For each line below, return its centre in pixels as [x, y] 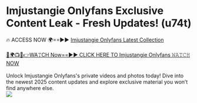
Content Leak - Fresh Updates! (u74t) [99, 23]
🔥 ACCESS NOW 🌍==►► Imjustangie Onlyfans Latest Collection [85, 40]
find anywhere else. [30, 88]
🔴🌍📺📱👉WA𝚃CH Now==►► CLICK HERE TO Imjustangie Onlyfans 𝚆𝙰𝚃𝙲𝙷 [98, 54]
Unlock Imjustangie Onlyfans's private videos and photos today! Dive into [95, 75]
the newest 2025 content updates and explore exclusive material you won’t [97, 82]
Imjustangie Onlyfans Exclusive [85, 11]
